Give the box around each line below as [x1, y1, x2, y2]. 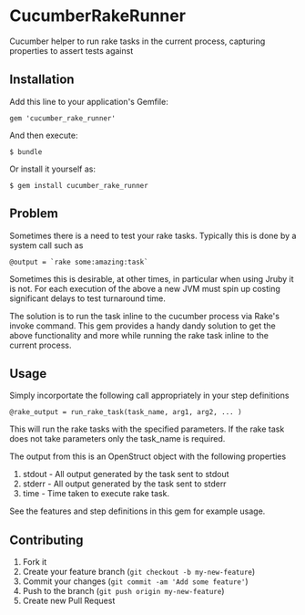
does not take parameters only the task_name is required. [9, 433, 226, 444]
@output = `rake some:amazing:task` [9, 257, 148, 266]
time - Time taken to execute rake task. [22, 488, 170, 499]
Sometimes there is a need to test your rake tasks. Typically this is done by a [9, 230, 297, 241]
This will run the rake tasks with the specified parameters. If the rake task [9, 423, 285, 434]
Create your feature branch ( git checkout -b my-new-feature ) [22, 567, 256, 578]
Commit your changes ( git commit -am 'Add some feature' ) [22, 576, 249, 587]
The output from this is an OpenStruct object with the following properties [9, 451, 287, 462]
